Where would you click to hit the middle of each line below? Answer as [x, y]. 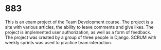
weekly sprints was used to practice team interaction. [59, 42]
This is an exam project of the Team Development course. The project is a [79, 22]
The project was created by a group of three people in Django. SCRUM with [81, 37]
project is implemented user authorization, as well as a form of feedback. [78, 32]
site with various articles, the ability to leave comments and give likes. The [80, 27]
